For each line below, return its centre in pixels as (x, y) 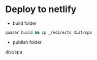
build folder (25, 23)
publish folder (27, 42)
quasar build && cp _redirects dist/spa (49, 32)
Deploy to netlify (41, 9)
